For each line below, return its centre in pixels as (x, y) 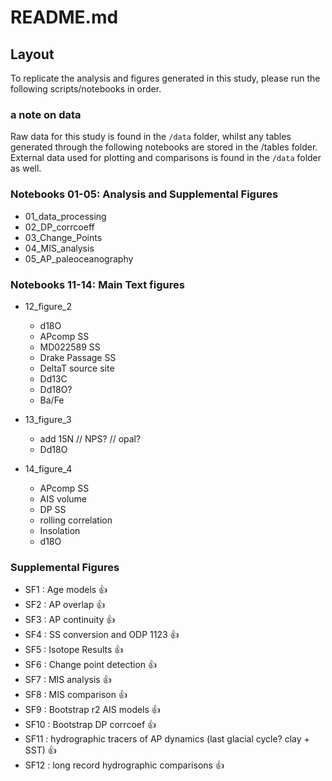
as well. (26, 168)
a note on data (46, 114)
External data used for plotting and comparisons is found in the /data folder (166, 158)
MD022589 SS (70, 347)
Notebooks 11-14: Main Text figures (97, 284)
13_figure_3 (48, 419)
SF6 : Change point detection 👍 (91, 665)
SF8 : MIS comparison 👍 (76, 695)
